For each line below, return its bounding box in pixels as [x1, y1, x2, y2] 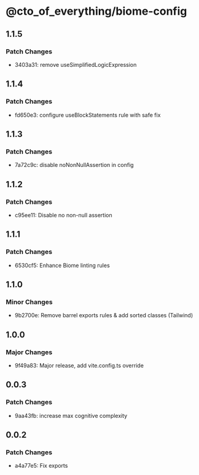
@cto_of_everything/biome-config [6, 4, 187, 18]
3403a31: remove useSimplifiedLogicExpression [14, 61, 137, 68]
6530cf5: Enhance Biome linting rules [14, 261, 110, 269]
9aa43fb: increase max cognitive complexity [14, 412, 128, 419]
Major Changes [6, 348, 53, 357]
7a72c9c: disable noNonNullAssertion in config [14, 161, 134, 169]
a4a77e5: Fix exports [14, 462, 68, 469]
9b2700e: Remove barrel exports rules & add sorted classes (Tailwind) [14, 312, 193, 319]
